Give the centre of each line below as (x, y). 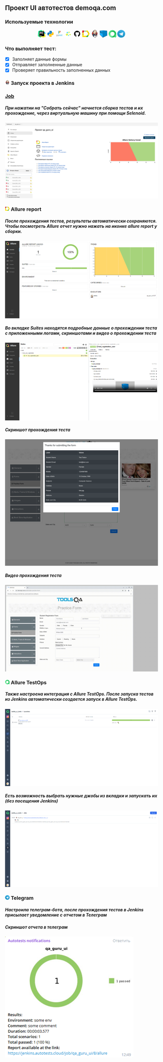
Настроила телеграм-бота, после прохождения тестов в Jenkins (74, 909)
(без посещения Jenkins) (32, 801)
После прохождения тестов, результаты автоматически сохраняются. (81, 221)
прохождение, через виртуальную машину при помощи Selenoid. (76, 113)
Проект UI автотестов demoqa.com (61, 8)
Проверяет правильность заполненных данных (61, 70)
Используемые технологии (39, 22)
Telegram (22, 898)
